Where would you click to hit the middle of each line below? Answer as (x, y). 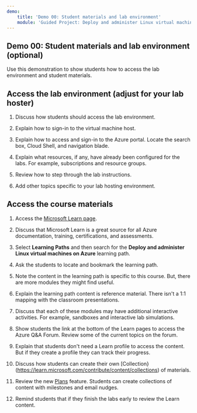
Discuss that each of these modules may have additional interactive (96, 311)
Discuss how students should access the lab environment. (85, 117)
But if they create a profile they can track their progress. (83, 352)
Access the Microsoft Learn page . (56, 218)
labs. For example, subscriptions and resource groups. (81, 163)
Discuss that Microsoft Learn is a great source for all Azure (86, 230)
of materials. (176, 370)
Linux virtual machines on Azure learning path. (72, 253)
